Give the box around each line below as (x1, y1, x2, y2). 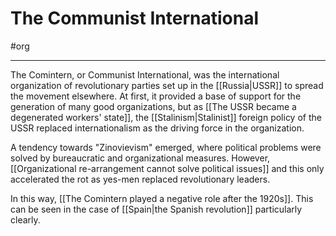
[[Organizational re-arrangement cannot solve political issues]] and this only (10, 162, 325, 174)
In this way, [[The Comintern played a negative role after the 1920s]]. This (10, 192, 314, 204)
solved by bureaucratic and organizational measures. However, (10, 152, 271, 164)
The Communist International (10, 7, 259, 30)
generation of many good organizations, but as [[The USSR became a (10, 100, 297, 112)
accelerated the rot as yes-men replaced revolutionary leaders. (10, 173, 271, 185)
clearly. (10, 213, 41, 226)
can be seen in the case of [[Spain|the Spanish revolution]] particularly (10, 203, 303, 215)
